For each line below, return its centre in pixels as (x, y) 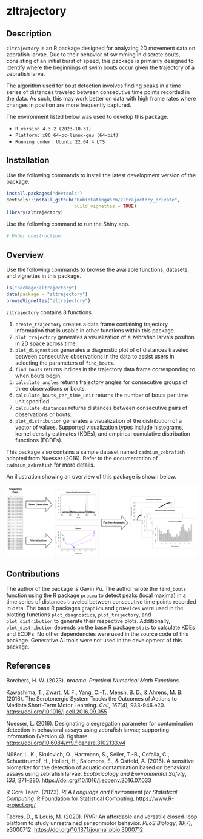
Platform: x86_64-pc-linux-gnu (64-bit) (67, 135)
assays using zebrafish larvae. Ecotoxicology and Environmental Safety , (96, 773)
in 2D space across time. (46, 343)
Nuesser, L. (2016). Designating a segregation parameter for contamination (100, 723)
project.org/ (21, 804)
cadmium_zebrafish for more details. (51, 465)
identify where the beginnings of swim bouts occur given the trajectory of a (101, 67)
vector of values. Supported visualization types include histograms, (99, 427)
